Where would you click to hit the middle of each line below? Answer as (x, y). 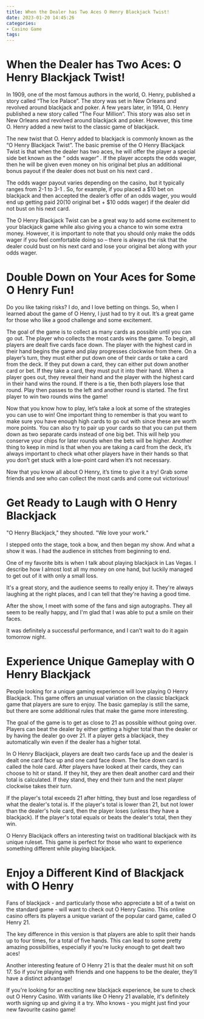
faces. (14, 618)
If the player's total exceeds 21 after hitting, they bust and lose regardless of (101, 797)
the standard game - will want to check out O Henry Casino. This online (96, 909)
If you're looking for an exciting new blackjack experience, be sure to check (101, 990)
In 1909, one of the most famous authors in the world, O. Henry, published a (101, 94)
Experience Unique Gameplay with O (100, 662)
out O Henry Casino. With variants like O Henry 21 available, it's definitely (98, 996)
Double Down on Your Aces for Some (101, 277)
